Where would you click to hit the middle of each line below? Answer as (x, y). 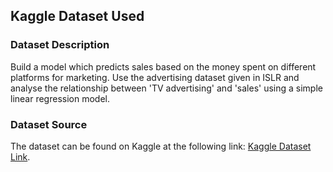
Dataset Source (49, 124)
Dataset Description (60, 45)
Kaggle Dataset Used (77, 16)
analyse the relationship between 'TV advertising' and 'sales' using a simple (166, 88)
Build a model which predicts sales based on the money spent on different (163, 66)
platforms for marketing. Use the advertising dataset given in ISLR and (155, 77)
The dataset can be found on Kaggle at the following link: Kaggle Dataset (161, 146)
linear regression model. (60, 98)
